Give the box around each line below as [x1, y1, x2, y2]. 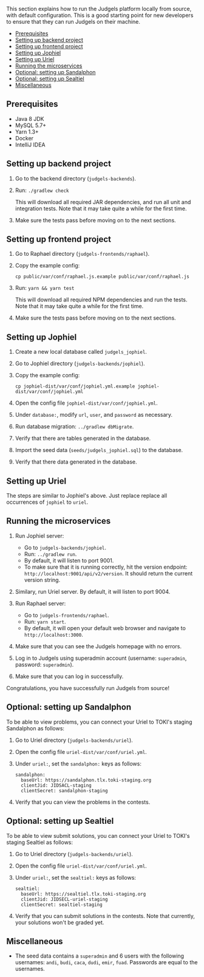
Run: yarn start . [24, 618, 66, 625]
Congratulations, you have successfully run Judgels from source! [6, 684, 170, 691]
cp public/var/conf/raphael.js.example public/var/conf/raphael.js [15, 273, 189, 280]
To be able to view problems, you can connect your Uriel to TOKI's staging [6, 718, 192, 725]
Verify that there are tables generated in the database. [15, 434, 151, 442]
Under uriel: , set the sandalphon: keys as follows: [15, 759, 141, 767]
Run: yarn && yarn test [15, 284, 75, 292]
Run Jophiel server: [15, 532, 64, 540]
